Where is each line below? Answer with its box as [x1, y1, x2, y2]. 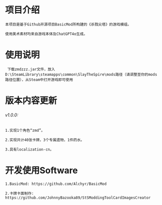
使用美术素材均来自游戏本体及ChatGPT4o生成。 [5, 31, 88, 36]
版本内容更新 [5, 95, 58, 106]
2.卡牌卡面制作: [5, 191, 34, 196]
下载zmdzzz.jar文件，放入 [7, 67, 55, 72]
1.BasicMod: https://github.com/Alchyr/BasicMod [5, 181, 107, 187]
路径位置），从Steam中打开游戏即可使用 [5, 77, 73, 82]
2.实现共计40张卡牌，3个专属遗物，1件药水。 [5, 138, 85, 143]
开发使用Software [5, 165, 78, 176]
